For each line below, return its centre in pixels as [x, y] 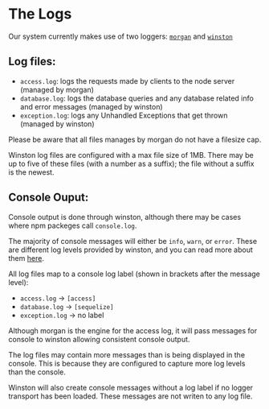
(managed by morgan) [57, 89]
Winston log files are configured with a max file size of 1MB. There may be [131, 155]
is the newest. [31, 172]
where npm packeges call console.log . [73, 225]
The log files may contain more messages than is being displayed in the [127, 354]
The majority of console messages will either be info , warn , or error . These [133, 241]
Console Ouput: [49, 198]
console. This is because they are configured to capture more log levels [127, 363]
